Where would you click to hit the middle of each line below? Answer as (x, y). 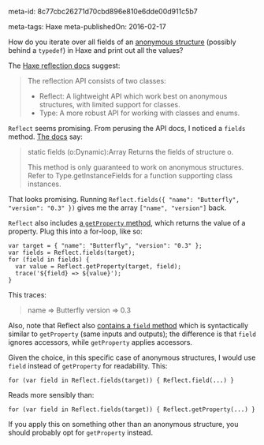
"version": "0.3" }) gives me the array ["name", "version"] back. (117, 208)
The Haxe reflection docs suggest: (64, 65)
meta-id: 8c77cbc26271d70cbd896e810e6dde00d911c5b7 (103, 11)
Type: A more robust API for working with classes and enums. (139, 113)
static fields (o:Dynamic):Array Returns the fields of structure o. (130, 152)
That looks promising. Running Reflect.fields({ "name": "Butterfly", (124, 199)
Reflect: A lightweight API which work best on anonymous (133, 96)
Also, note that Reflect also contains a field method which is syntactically (128, 325)
